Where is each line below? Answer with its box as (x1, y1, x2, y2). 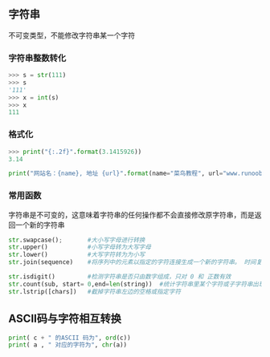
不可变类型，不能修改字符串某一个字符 (8, 30, 135, 40)
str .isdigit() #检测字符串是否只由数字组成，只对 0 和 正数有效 (8, 273, 231, 281)
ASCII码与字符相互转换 (8, 312, 122, 326)
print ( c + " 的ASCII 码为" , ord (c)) (8, 334, 131, 342)
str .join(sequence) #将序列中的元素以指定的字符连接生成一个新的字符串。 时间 (8, 258, 256, 266)
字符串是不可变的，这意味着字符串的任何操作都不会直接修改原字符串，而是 (8, 209, 255, 219)
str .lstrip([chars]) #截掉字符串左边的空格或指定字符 (8, 287, 182, 295)
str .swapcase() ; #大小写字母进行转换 (8, 236, 145, 244)
